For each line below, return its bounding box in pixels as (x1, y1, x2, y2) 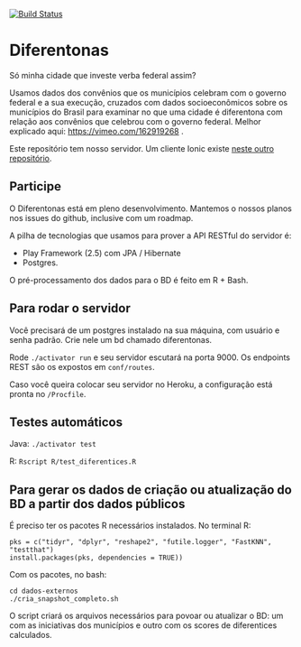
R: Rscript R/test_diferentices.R (9, 456, 137, 467)
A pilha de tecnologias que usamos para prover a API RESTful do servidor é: (9, 230, 292, 241)
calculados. (9, 630, 52, 641)
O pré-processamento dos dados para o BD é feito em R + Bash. (9, 274, 249, 285)
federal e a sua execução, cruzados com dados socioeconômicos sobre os (9, 97, 288, 107)
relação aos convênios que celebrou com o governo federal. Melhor (9, 116, 261, 126)
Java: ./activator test (9, 439, 96, 449)
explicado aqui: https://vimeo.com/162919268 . (9, 125, 185, 136)
